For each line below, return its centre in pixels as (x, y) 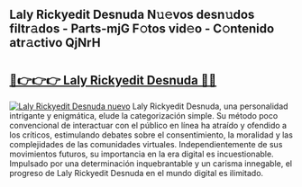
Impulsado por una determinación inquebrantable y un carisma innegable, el (151, 164)
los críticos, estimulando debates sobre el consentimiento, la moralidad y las (151, 135)
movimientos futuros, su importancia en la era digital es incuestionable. (142, 154)
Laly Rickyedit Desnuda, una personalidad (210, 106)
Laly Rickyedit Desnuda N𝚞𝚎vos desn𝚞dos (132, 15)
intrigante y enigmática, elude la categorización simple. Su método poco (144, 116)
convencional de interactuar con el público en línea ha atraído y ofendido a (148, 125)
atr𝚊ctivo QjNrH (55, 43)
